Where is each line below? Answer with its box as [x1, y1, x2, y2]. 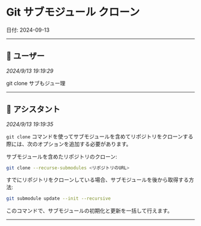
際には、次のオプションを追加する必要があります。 [6, 140, 132, 147]
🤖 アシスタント [6, 104, 60, 114]
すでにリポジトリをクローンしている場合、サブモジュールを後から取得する [6, 177, 190, 184]
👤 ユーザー [6, 51, 45, 61]
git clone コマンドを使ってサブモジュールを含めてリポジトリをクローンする [6, 132, 193, 140]
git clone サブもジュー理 [6, 79, 66, 86]
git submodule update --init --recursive [6, 196, 111, 202]
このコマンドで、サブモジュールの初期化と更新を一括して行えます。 [6, 207, 173, 215]
